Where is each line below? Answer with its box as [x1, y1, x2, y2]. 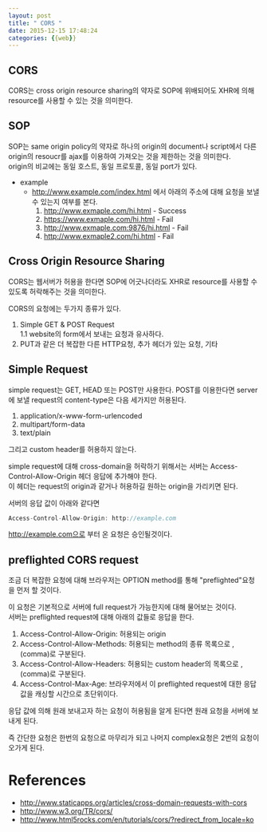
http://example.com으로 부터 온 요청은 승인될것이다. [8, 529, 173, 539]
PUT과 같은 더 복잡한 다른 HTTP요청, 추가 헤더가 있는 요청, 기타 [19, 339, 218, 348]
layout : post [8, 11, 52, 20]
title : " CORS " [8, 19, 62, 27]
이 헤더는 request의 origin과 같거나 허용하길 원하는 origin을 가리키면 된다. [8, 481, 238, 491]
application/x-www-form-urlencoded [19, 410, 143, 420]
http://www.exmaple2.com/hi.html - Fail [43, 231, 175, 240]
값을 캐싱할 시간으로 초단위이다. [19, 689, 118, 699]
